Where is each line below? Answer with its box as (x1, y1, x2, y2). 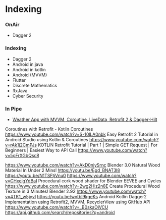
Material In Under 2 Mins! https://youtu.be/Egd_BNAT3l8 (5, 167, 120, 173)
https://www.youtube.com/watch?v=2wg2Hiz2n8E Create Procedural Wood (5, 183, 160, 189)
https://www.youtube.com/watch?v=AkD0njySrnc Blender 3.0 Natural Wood (5, 162, 160, 168)
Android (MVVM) (12, 72, 47, 78)
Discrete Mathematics (12, 82, 57, 88)
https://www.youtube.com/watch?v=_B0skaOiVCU (5, 204, 108, 210)
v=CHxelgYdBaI (5, 178, 37, 184)
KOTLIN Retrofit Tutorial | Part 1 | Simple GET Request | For (38, 142, 158, 148)
